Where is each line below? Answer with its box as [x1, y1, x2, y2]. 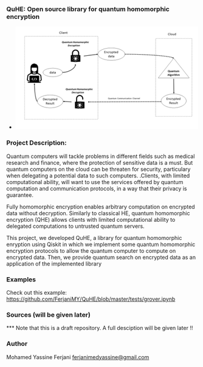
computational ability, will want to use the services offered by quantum [6, 178, 184, 185]
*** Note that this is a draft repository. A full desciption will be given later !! [6, 324, 193, 332]
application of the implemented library [6, 260, 102, 267]
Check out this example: [6, 289, 67, 296]
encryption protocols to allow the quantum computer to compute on [6, 247, 176, 254]
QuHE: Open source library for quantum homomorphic [6, 5, 170, 13]
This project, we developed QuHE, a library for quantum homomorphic [6, 234, 182, 241]
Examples [6, 275, 36, 284]
